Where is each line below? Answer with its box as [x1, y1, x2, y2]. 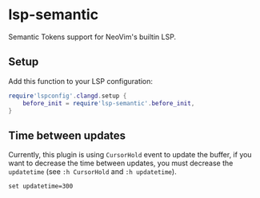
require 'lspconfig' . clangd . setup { [8, 92, 127, 100]
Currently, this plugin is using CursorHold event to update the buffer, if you [8, 150, 252, 160]
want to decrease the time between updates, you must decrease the [8, 158, 234, 168]
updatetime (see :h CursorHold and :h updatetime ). [8, 167, 178, 176]
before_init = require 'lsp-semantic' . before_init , [22, 99, 195, 107]
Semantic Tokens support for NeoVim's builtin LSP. [8, 32, 177, 42]
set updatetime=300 [8, 182, 74, 191]
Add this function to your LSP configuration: [8, 76, 154, 85]
